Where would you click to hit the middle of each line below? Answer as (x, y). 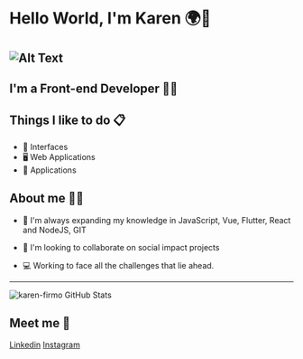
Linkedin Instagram (45, 345)
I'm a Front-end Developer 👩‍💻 (94, 88)
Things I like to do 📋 (68, 121)
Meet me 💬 (40, 323)
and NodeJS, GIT (55, 230)
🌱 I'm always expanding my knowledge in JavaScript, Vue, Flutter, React (156, 220)
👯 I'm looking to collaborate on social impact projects (121, 247)
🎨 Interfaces (45, 146)
